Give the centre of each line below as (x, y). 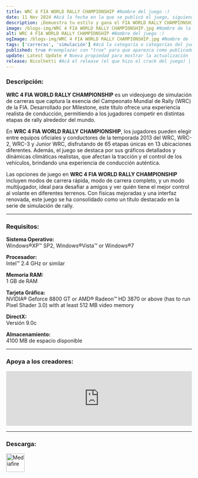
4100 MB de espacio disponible (44, 341)
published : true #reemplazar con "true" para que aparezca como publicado (100, 50)
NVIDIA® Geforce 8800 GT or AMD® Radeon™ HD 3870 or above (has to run (98, 299)
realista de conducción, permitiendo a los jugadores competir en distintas (95, 114)
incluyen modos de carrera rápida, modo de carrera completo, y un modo (95, 180)
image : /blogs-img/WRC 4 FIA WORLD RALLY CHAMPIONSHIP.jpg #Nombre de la (99, 28)
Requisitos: (23, 227)
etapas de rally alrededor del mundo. (51, 119)
